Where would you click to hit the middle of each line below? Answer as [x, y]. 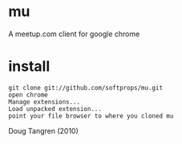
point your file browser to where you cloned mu [91, 116]
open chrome [28, 95]
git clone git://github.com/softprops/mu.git [85, 88]
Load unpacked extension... [55, 109]
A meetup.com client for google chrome [74, 34]
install [29, 66]
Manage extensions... [44, 102]
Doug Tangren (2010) [43, 130]
